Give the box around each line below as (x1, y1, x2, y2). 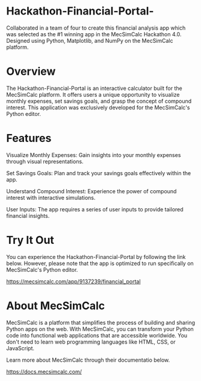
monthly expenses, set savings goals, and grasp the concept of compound (6, 97, 192, 104)
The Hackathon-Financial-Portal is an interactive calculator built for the (6, 85, 182, 92)
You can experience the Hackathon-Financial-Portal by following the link (6, 253, 186, 260)
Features (6, 132, 52, 146)
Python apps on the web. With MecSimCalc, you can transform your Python (6, 325, 194, 333)
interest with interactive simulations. (6, 194, 96, 201)
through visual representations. (6, 158, 84, 165)
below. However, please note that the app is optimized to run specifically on (6, 260, 194, 267)
